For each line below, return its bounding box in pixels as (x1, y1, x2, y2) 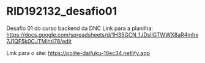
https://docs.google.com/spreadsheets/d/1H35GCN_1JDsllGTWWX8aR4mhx (6, 31, 199, 38)
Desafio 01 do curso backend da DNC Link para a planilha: (6, 24, 153, 32)
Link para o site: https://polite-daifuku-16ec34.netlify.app (6, 49, 151, 56)
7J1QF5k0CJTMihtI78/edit (6, 37, 72, 45)
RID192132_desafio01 (6, 4, 117, 18)
